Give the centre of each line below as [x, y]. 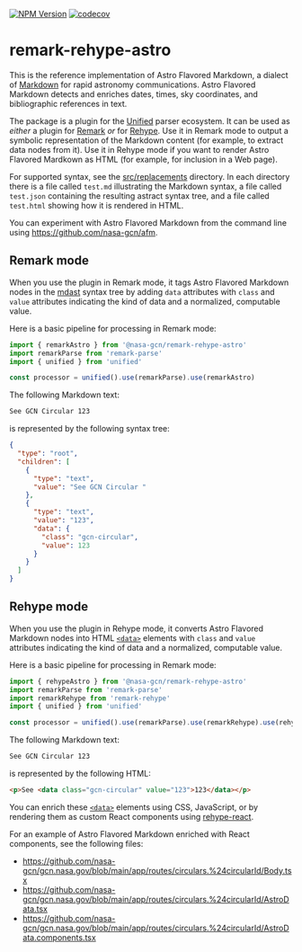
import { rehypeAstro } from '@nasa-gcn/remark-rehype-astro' [128, 681]
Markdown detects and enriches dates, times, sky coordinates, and [134, 93]
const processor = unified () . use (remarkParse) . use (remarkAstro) [132, 378]
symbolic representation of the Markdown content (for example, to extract [147, 140]
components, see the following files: [76, 843]
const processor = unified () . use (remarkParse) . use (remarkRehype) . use [142, 723]
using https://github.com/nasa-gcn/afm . [84, 232]
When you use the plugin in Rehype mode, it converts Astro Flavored [136, 628]
